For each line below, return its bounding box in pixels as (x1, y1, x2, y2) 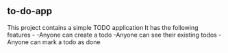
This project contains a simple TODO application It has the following (7, 23, 199, 31)
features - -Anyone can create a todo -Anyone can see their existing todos (7, 31, 217, 39)
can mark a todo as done (30, 37, 101, 46)
